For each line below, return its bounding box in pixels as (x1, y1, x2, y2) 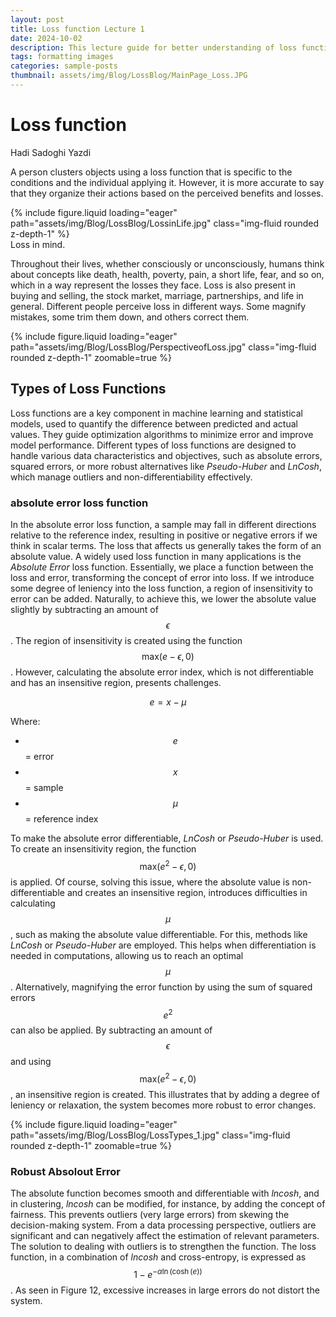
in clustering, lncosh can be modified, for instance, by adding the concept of (10, 1198, 326, 1210)
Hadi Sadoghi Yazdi (10, 146, 92, 158)
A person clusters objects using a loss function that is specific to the (10, 166, 293, 178)
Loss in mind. (10, 238, 66, 250)
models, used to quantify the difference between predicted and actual (10, 417, 298, 430)
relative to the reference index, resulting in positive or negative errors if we (10, 529, 318, 541)
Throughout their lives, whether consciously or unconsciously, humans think (10, 257, 325, 270)
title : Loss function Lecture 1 (10, 24, 145, 34)
